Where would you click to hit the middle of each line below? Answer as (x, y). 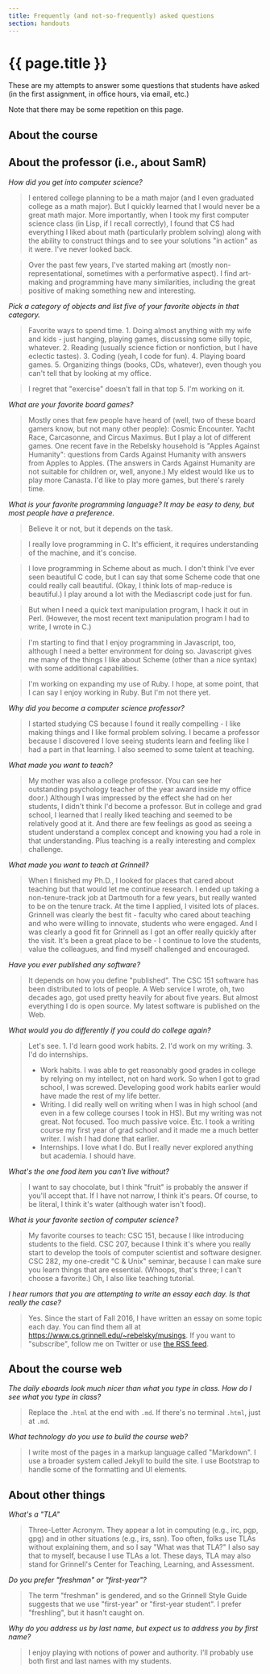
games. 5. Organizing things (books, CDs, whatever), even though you (145, 365)
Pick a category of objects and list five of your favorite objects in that (124, 306)
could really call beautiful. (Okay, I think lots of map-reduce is (130, 585)
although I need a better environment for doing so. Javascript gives (140, 651)
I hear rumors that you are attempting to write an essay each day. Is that (129, 1294)
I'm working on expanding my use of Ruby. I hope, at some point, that (143, 683)
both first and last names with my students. (100, 1661)
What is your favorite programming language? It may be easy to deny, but (131, 504)
